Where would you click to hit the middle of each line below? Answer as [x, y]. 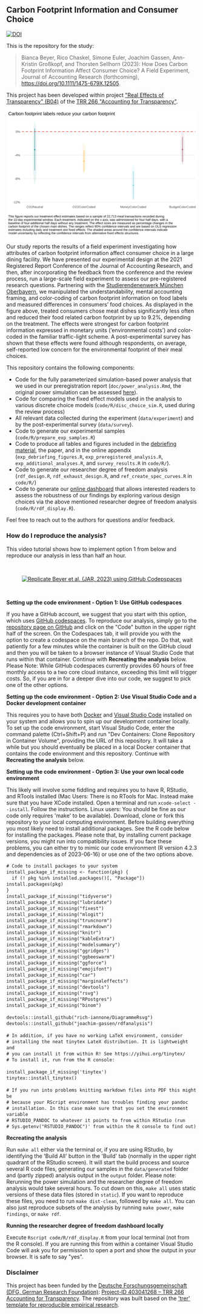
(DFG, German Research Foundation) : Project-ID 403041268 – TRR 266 [95, 1292]
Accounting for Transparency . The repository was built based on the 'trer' [98, 1298]
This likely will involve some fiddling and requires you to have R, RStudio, [97, 789]
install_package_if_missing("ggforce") [57, 963]
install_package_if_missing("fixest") [55, 908]
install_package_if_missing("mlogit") [55, 914]
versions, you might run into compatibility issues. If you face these [89, 841]
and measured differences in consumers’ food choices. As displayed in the [100, 305]
